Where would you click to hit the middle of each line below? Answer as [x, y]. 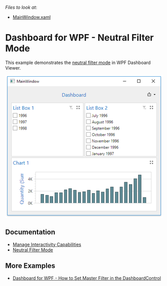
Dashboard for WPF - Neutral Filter [79, 38]
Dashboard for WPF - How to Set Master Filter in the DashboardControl [87, 278]
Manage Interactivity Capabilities [47, 244]
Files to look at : [21, 7]
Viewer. [13, 68]
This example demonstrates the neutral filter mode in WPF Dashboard [78, 62]
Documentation [30, 232]
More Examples [30, 266]
